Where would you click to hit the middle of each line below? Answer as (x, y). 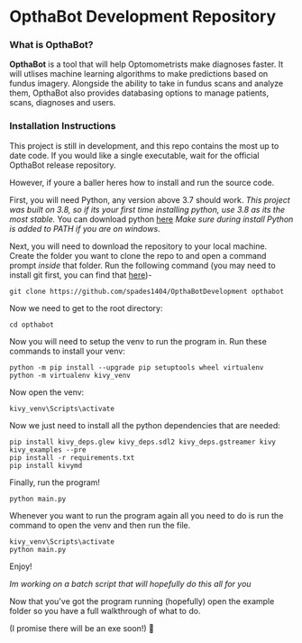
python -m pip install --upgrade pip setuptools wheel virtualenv (137, 367)
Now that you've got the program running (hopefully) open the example (142, 601)
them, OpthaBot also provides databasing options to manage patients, (139, 93)
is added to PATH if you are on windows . (85, 228)
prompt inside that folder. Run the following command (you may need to (143, 265)
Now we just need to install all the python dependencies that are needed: (145, 425)
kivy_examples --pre (48, 450)
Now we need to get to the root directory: (87, 308)
